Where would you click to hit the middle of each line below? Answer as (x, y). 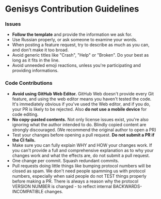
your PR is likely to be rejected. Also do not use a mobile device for (79, 109)
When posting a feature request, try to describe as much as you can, (81, 45)
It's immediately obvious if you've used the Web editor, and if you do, (81, 104)
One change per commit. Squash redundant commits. (65, 160)
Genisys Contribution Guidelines (72, 9)
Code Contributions (29, 83)
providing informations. (35, 71)
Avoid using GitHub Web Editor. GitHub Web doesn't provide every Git (83, 93)
